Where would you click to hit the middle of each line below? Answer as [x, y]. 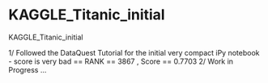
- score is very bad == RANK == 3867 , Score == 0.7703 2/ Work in [121, 61]
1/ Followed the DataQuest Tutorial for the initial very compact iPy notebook [134, 52]
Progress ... [28, 69]
